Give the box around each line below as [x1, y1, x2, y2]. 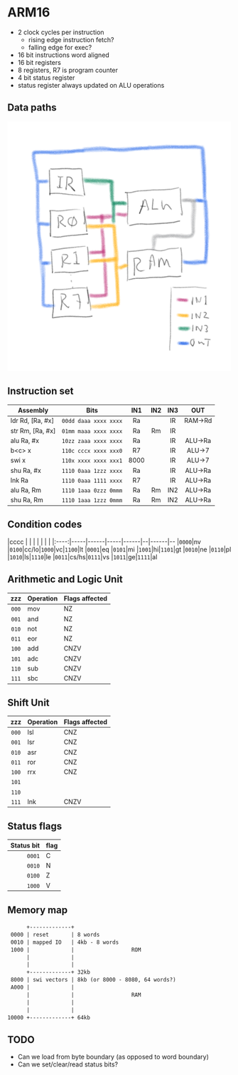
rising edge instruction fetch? [28, 35, 114, 44]
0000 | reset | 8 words [10, 931, 100, 938]
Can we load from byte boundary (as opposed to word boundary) [17, 1053, 210, 1061]
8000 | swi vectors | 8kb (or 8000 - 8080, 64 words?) [10, 977, 176, 984]
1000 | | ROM [10, 946, 141, 953]
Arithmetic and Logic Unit [7, 574, 123, 586]
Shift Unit [7, 696, 50, 708]
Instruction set [7, 385, 74, 397]
